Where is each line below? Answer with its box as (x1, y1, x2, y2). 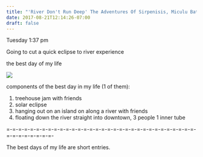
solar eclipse (14, 101, 47, 109)
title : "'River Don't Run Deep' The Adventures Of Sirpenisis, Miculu (6, 8, 188, 15)
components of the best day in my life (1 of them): (6, 83, 130, 91)
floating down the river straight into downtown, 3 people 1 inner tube (14, 114, 185, 121)
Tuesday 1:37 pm (6, 37, 48, 44)
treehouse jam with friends (14, 95, 82, 102)
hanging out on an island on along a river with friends (14, 107, 148, 115)
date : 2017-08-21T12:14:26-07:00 (6, 14, 91, 21)
